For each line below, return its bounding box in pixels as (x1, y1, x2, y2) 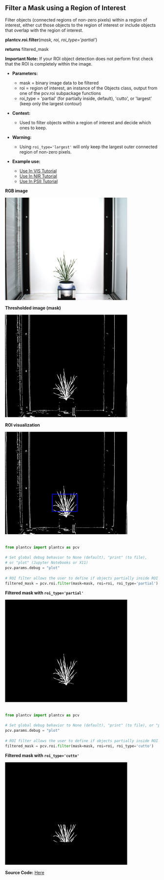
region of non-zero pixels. (19, 149, 72, 155)
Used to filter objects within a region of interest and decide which (19, 119, 151, 125)
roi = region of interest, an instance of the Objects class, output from (19, 85, 158, 91)
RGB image (5, 188, 28, 194)
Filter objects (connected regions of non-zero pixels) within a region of (5, 17, 147, 23)
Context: (12, 110, 31, 116)
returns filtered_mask (5, 46, 49, 52)
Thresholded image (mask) (5, 305, 61, 311)
